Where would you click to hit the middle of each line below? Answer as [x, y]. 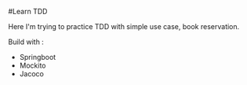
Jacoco [32, 74]
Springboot [38, 57]
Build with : [26, 42]
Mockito [33, 65]
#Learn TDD [28, 11]
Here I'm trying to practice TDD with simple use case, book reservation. [124, 26]
